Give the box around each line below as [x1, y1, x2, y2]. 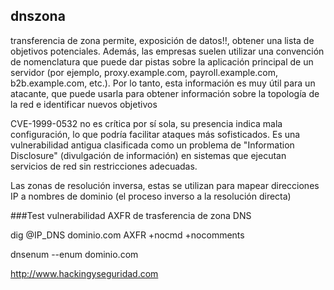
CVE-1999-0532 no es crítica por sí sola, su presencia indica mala [10, 117, 283, 129]
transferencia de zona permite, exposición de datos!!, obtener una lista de [10, 34, 315, 46]
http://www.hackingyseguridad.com [10, 267, 159, 279]
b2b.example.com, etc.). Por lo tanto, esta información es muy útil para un [10, 77, 316, 89]
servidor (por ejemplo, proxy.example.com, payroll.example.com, [10, 66, 279, 78]
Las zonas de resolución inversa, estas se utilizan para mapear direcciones [10, 179, 320, 191]
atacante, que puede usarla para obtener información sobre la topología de [10, 87, 320, 99]
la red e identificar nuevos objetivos [10, 98, 158, 110]
